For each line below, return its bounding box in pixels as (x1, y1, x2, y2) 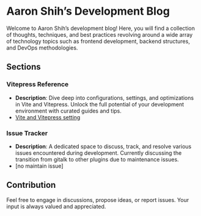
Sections (6, 62, 41, 72)
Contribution (6, 180, 56, 190)
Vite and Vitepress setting (15, 113, 81, 121)
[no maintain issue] (15, 162, 64, 169)
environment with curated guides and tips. (15, 107, 122, 114)
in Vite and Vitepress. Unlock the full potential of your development (15, 100, 185, 108)
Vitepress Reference (6, 80, 69, 89)
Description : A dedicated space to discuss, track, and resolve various (15, 143, 192, 150)
